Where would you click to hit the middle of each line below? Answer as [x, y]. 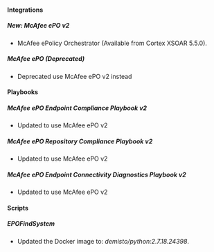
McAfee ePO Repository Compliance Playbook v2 [80, 141]
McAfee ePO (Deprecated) [46, 59]
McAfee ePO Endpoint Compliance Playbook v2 [77, 108]
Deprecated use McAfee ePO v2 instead [74, 76]
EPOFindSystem [31, 224]
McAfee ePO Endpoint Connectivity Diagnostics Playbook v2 [97, 174]
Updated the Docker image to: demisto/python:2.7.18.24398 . [103, 241]
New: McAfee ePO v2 [38, 26]
